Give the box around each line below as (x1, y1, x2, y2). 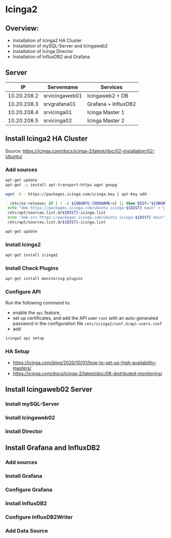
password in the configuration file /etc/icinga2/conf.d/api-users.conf (12, 320, 162, 327)
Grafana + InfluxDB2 (87, 100, 136, 108)
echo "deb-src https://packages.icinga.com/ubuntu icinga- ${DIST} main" (7, 215, 165, 220)
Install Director (5, 427, 43, 434)
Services (100, 83, 123, 90)
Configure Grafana (5, 486, 52, 493)
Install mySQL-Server (5, 400, 60, 407)
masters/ (12, 365, 32, 371)
